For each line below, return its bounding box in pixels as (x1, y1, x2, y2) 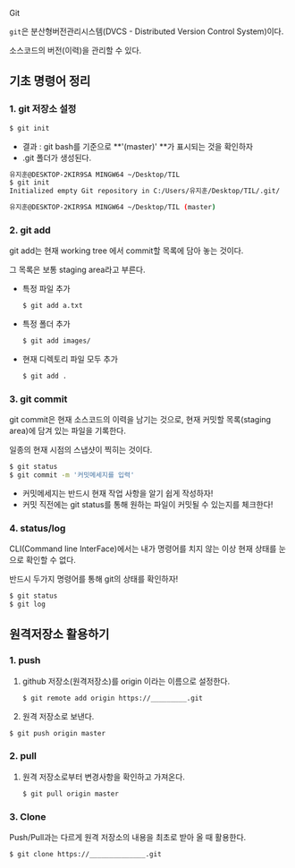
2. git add (9, 224, 51, 236)
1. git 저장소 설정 (9, 103, 77, 115)
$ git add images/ (21, 336, 91, 345)
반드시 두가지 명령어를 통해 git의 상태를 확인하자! (9, 574, 179, 584)
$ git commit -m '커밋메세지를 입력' (9, 471, 135, 480)
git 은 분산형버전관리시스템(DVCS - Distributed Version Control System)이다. (9, 26, 284, 37)
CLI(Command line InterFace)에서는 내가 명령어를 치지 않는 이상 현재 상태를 (9, 543, 277, 554)
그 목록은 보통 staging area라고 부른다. (9, 264, 146, 276)
